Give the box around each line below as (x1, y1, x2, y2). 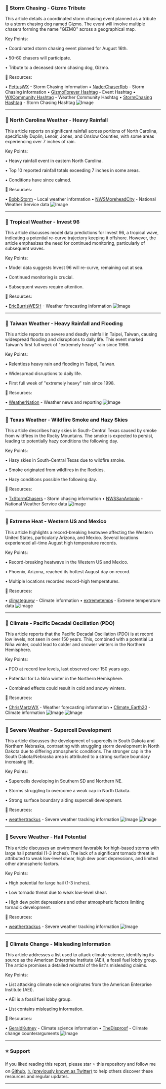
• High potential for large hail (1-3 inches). (5, 879, 90, 886)
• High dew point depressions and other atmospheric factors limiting (5, 899, 145, 905)
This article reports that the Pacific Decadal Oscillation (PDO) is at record (5, 631, 154, 637)
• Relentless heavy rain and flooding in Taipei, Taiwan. (5, 361, 116, 367)
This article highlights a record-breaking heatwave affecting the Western (5, 529, 153, 535)
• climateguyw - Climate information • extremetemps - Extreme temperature (5, 597, 161, 603)
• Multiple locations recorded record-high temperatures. (5, 578, 120, 584)
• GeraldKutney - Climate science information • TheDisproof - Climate (5, 1025, 148, 1031)
